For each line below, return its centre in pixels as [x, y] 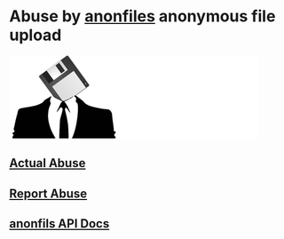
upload [35, 35]
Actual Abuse [47, 163]
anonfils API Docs [59, 224]
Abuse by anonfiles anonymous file [142, 16]
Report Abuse [48, 193]
